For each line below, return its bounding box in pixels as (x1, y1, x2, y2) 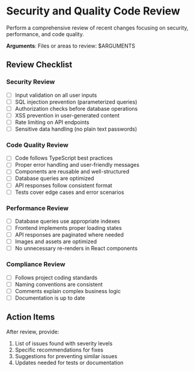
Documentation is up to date (14, 294, 85, 302)
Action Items (6, 312, 55, 323)
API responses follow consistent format (14, 182, 112, 189)
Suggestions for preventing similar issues (14, 352, 118, 359)
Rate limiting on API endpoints (14, 119, 89, 126)
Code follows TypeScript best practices (14, 155, 113, 162)
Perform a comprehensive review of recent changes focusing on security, (6, 24, 189, 31)
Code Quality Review (6, 140, 69, 149)
